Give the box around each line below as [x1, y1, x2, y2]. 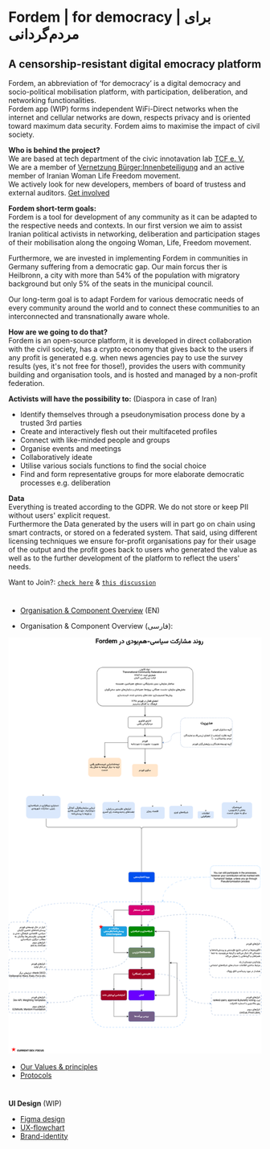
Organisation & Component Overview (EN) [19, 605, 161, 615]
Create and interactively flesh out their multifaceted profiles [19, 427, 218, 436]
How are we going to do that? [8, 327, 108, 337]
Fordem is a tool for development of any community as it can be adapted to [8, 212, 257, 221]
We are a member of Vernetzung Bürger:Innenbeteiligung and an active [8, 162, 245, 172]
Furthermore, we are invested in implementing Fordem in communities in [8, 253, 248, 263]
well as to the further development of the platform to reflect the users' [8, 553, 240, 563]
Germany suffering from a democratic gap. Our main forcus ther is [8, 262, 227, 271]
